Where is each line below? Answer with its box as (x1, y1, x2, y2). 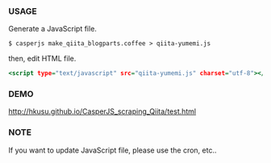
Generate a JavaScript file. (8, 24, 97, 34)
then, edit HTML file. (8, 54, 77, 64)
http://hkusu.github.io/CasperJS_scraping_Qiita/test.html (8, 107, 197, 116)
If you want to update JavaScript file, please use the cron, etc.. (8, 145, 217, 155)
